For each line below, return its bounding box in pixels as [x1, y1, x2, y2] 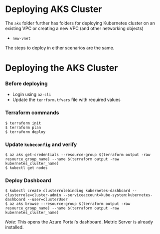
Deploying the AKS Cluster [5, 62, 118, 73]
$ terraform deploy [5, 129, 46, 134]
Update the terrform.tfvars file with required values [12, 96, 121, 103]
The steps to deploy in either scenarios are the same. [5, 44, 115, 50]
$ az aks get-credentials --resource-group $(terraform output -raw [5, 152, 151, 157]
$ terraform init [5, 120, 41, 125]
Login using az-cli [12, 91, 51, 97]
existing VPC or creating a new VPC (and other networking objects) [5, 25, 144, 31]
